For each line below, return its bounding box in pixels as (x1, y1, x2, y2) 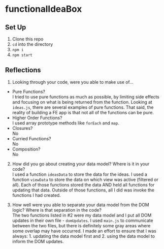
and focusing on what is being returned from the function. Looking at (12, 99, 153, 105)
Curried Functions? (12, 135, 51, 141)
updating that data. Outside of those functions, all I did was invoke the (12, 187, 155, 193)
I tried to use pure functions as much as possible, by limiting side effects (12, 93, 160, 99)
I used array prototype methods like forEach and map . (12, 120, 120, 126)
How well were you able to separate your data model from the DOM (12, 202, 149, 208)
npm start (12, 53, 33, 58)
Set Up (5, 23, 26, 31)
